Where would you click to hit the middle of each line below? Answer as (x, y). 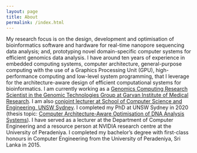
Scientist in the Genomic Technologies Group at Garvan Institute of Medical (97, 95)
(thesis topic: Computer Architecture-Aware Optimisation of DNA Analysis (95, 114)
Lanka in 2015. (24, 145)
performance (22, 76)
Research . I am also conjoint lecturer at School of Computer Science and (94, 101)
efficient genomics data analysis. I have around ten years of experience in (96, 58)
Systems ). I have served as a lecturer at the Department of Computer (90, 120)
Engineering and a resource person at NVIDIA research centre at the (89, 126)
